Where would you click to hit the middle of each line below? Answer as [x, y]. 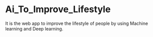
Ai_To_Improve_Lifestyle [58, 9]
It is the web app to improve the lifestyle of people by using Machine [77, 23]
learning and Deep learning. [34, 28]
